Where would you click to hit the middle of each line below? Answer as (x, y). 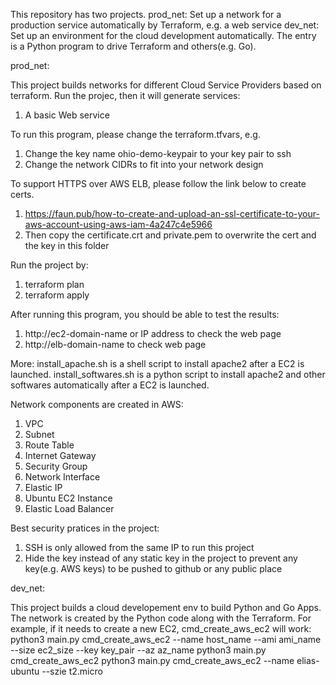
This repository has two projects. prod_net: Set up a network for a (146, 14)
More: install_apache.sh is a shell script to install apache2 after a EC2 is (157, 363)
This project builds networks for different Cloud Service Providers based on (166, 85)
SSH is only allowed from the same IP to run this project (139, 547)
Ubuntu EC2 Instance (68, 498)
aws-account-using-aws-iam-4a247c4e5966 (118, 224)
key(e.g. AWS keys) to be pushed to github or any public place (153, 568)
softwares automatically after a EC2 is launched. (110, 385)
